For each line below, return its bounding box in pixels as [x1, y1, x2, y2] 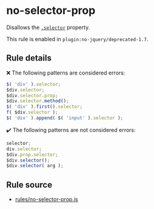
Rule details [6, 53, 52, 64]
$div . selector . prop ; [6, 92, 59, 99]
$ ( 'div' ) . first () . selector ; [6, 104, 83, 110]
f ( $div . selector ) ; [6, 110, 59, 116]
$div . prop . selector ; [6, 151, 59, 158]
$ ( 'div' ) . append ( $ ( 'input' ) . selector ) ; [6, 115, 123, 121]
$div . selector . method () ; [6, 98, 69, 104]
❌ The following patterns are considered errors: [6, 69, 126, 76]
